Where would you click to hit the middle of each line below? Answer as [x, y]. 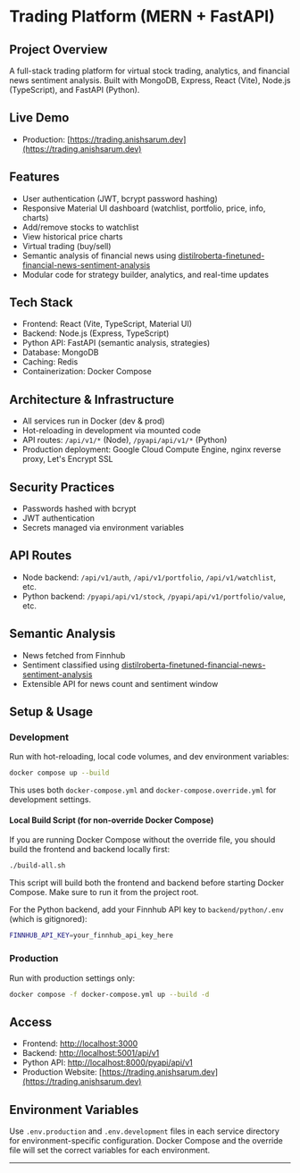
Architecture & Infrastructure [92, 399]
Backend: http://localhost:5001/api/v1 [91, 1053]
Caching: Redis [50, 362]
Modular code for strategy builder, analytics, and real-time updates [146, 274]
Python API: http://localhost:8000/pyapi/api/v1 [108, 1063]
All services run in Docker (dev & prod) [93, 421]
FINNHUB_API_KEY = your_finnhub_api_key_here [92, 935]
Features [34, 177]
